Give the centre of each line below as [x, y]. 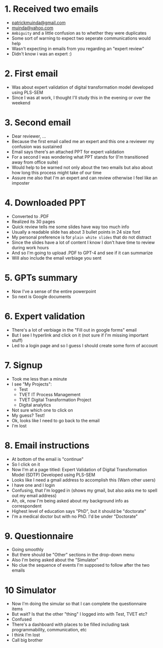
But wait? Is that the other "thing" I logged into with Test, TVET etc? [79, 614]
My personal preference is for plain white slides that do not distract [81, 237]
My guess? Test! [28, 415]
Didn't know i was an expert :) [41, 54]
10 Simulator [31, 590]
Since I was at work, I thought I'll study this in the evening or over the [81, 97]
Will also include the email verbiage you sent [57, 258]
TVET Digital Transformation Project [55, 400]
